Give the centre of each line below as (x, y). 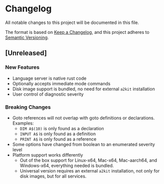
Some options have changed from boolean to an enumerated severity (84, 144)
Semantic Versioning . (27, 37)
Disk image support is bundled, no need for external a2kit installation (84, 89)
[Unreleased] (26, 53)
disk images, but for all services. (53, 176)
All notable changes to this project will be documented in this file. (72, 22)
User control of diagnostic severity (48, 94)
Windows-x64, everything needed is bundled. (67, 166)
